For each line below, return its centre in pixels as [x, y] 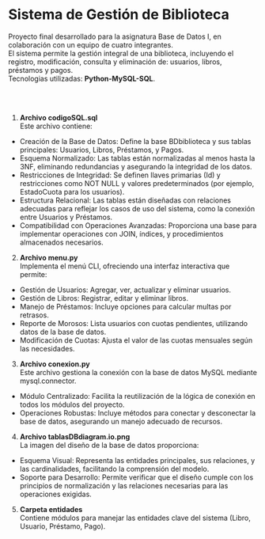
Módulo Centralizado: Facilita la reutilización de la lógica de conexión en [137, 396]
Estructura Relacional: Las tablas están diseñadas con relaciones [125, 200]
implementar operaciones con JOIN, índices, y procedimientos [121, 233]
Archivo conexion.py [55, 364]
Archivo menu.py [49, 257]
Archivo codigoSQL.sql [59, 117]
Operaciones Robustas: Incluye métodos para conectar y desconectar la [138, 412]
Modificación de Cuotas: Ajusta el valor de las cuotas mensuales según [136, 340]
